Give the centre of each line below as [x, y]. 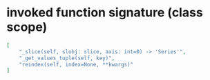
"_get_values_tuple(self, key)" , [67, 58]
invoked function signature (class [105, 13]
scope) [27, 27]
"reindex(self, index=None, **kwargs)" [76, 64]
